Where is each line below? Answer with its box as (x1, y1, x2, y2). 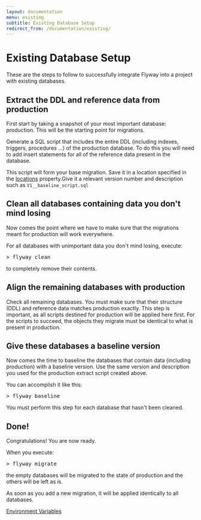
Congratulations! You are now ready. (6, 437, 96, 445)
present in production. (6, 324, 61, 331)
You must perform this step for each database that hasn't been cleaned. (6, 404, 184, 411)
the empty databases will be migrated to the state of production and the (6, 471, 184, 479)
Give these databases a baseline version (6, 341, 160, 351)
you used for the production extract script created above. (6, 370, 148, 377)
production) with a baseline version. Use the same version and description (6, 363, 190, 370)
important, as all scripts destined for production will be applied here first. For (6, 311, 196, 318)
